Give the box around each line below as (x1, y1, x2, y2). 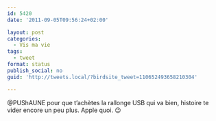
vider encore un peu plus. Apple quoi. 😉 (7, 106, 121, 114)
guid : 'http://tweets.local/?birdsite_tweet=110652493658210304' (7, 74, 197, 80)
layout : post (7, 29, 45, 36)
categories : (7, 35, 41, 42)
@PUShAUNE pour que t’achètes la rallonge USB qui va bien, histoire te (7, 98, 209, 107)
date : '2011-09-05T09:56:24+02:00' (7, 16, 109, 23)
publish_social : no (7, 67, 63, 74)
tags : (7, 48, 23, 55)
